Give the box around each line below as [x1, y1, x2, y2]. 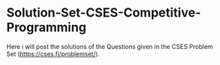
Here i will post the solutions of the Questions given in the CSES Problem [6, 42, 213, 50]
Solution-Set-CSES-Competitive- [6, 5, 201, 21]
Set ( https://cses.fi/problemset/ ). [6, 50, 100, 58]
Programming [6, 19, 87, 35]
